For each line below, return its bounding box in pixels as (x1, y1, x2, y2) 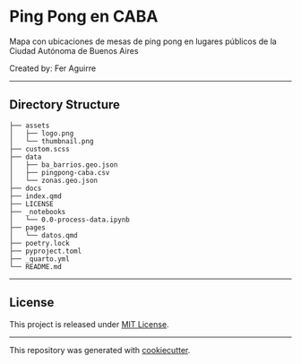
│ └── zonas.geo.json (9, 176, 99, 185)
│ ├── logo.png (9, 128, 74, 138)
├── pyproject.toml (9, 247, 82, 256)
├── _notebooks (9, 207, 66, 216)
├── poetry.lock (9, 238, 70, 247)
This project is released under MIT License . (9, 318, 169, 329)
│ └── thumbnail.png (9, 136, 94, 145)
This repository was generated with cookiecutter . (9, 344, 191, 355)
